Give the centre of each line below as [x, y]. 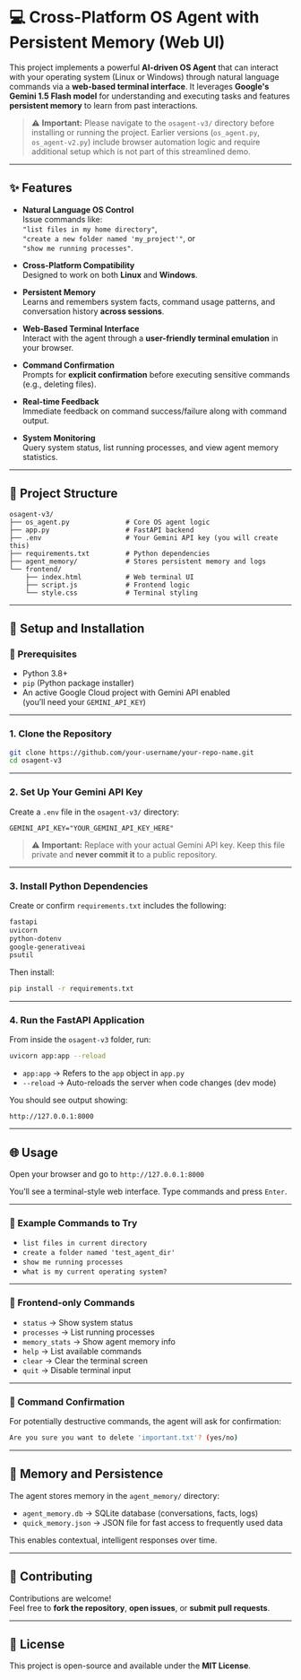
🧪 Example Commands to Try [73, 1223]
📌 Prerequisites [43, 654]
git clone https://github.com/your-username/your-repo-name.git [132, 753]
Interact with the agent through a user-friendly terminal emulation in [150, 338]
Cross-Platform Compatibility [78, 265]
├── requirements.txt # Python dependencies [110, 553]
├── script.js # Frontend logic [108, 585]
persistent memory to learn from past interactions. [104, 105]
